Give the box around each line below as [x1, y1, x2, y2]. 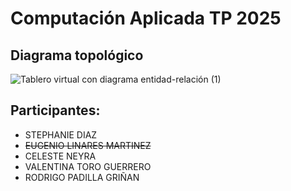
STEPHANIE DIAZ [24, 128, 98, 141]
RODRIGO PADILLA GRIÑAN [24, 171, 140, 183]
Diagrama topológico [10, 47, 144, 64]
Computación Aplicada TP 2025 [10, 7, 282, 30]
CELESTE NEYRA [24, 150, 97, 162]
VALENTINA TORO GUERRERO [24, 160, 152, 172]
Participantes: [10, 102, 101, 119]
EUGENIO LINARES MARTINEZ [24, 139, 152, 151]
